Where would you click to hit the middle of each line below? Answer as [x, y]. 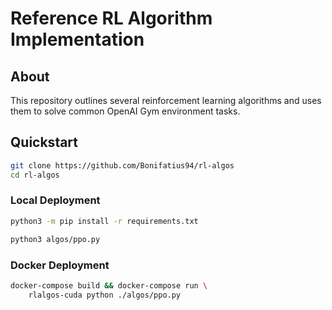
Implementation [77, 39]
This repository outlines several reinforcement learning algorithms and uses [166, 100]
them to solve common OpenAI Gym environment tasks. [125, 111]
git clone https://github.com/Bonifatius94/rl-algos [122, 165]
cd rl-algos [35, 175]
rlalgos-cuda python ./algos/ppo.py [105, 295]
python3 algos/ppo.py [55, 239]
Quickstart [44, 142]
